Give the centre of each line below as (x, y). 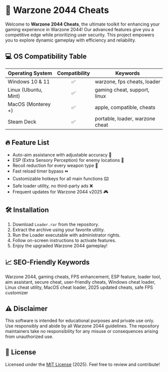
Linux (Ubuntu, (25, 90)
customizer (17, 293)
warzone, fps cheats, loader (128, 81)
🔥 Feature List (27, 143)
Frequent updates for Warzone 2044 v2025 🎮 (60, 192)
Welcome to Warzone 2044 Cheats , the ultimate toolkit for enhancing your (82, 24)
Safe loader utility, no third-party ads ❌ (53, 185)
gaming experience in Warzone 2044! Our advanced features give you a (79, 29)
